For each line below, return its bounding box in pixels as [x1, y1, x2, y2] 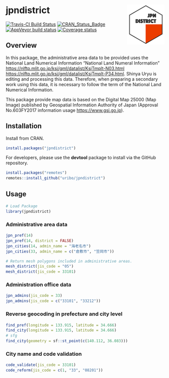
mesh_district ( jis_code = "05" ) [6, 264, 74, 269]
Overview [6, 41, 37, 50]
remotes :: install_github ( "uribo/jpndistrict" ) [6, 176, 105, 181]
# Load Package [6, 204, 38, 209]
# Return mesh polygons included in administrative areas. [6, 259, 133, 264]
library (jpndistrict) [6, 209, 51, 214]
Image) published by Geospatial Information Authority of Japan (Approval [6, 102, 158, 108]
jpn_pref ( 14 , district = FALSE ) [6, 238, 74, 243]
